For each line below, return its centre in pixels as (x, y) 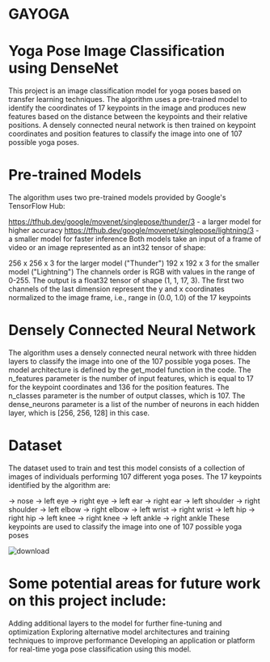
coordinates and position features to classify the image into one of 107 (125, 134)
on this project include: (88, 601)
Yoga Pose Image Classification (116, 51)
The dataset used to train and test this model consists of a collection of (127, 468)
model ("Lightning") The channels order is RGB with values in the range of (132, 272)
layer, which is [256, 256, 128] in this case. (79, 413)
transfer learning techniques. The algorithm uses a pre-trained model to (128, 100)
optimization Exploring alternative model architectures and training (119, 631)
